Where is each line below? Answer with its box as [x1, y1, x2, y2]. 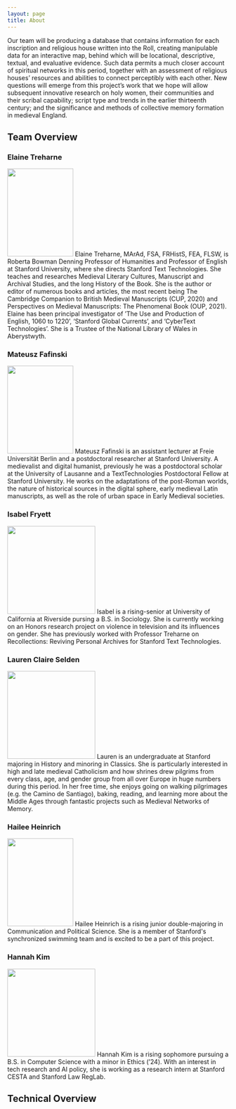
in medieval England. [7, 110, 68, 119]
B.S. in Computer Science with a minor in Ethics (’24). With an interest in [7, 1057, 216, 1065]
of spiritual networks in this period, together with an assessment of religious [7, 66, 228, 74]
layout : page [7, 10, 46, 18]
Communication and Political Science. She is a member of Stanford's [7, 927, 206, 935]
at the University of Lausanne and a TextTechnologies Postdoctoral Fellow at [7, 469, 229, 478]
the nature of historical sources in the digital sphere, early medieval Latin [7, 484, 218, 493]
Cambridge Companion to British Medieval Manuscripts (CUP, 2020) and [7, 294, 218, 303]
